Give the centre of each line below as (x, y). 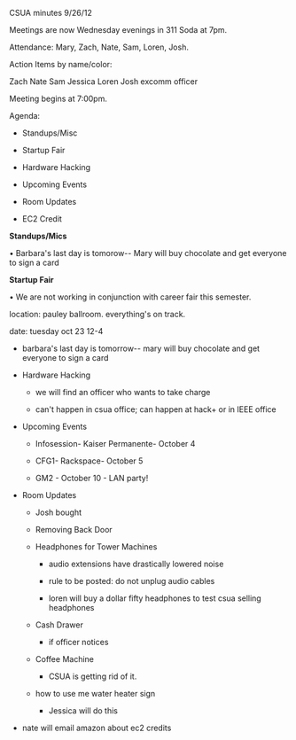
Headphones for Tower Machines (96, 547)
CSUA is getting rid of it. (93, 676)
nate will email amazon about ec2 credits (97, 728)
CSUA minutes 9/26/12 (51, 13)
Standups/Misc (50, 133)
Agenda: (25, 116)
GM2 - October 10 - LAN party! (92, 478)
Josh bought (58, 512)
